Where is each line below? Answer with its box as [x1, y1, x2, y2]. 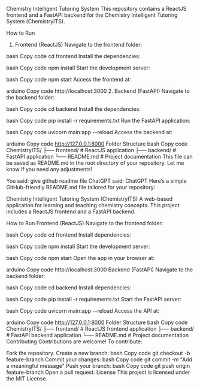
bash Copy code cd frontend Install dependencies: [6, 231, 132, 238]
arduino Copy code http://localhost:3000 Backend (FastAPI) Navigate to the [6, 266, 193, 273]
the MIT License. [6, 375, 48, 382]
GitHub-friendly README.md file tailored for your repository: [6, 184, 156, 191]
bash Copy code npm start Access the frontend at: [6, 76, 132, 83]
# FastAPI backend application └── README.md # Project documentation [6, 332, 189, 338]
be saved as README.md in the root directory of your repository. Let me [6, 159, 184, 167]
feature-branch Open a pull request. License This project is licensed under [6, 368, 190, 376]
